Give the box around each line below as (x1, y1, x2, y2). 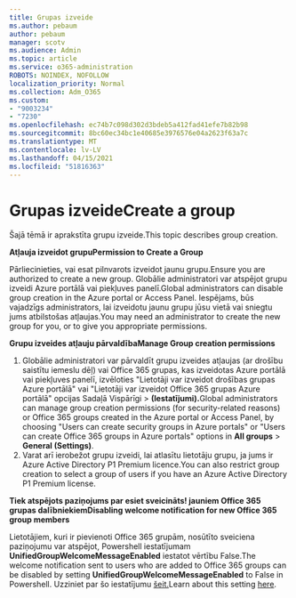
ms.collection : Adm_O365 (9, 87, 101, 96)
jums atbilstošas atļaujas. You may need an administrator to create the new (9, 311, 281, 322)
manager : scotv (9, 37, 66, 47)
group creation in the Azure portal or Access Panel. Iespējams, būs (9, 293, 255, 303)
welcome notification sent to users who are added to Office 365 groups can (9, 560, 287, 570)
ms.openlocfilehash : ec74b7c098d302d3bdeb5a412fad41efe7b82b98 (9, 121, 249, 130)
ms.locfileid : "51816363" (9, 162, 105, 171)
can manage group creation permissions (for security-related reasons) (21, 402, 281, 414)
